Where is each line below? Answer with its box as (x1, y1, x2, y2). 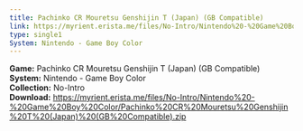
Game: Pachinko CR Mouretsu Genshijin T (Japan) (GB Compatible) (9, 63, 261, 74)
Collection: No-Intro (9, 82, 86, 93)
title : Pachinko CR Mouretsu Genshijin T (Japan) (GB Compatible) (9, 13, 264, 23)
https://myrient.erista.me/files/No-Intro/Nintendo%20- (52, 92, 255, 103)
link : (9, 22, 30, 31)
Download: (9, 92, 51, 103)
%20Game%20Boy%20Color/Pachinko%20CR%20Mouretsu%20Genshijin (9, 101, 289, 113)
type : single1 (9, 30, 63, 39)
